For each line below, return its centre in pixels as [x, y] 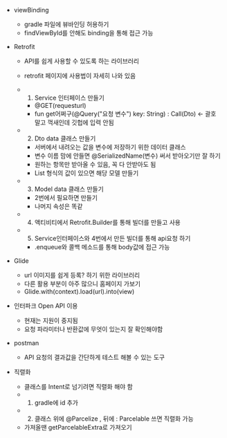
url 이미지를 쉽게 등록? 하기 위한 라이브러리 [82, 275]
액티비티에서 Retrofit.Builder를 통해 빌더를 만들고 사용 [108, 222]
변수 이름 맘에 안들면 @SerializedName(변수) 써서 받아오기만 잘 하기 [127, 156]
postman [26, 343]
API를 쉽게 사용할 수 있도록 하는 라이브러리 [82, 61]
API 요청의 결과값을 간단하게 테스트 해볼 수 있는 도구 [94, 357]
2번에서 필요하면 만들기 [66, 198]
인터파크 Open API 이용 [46, 306]
